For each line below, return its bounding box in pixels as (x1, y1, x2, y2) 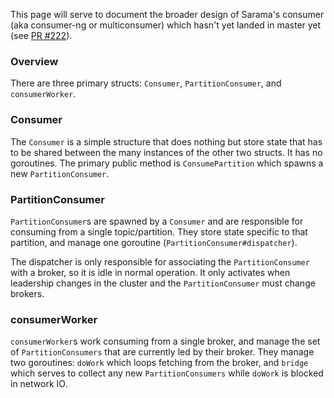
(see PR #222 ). (10, 30, 73, 41)
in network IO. (10, 378, 68, 390)
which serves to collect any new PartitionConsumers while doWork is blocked (10, 367, 324, 379)
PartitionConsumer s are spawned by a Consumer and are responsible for (10, 215, 304, 227)
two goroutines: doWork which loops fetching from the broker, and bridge (10, 357, 309, 369)
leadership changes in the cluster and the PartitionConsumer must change (10, 277, 316, 289)
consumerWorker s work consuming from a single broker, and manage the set (10, 335, 321, 348)
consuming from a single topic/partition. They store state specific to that (10, 225, 308, 238)
